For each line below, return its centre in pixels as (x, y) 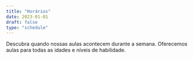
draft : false (22, 22)
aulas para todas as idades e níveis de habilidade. (66, 50)
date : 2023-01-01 (27, 17)
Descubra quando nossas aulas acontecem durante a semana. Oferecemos (97, 44)
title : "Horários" (28, 11)
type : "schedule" (27, 27)
